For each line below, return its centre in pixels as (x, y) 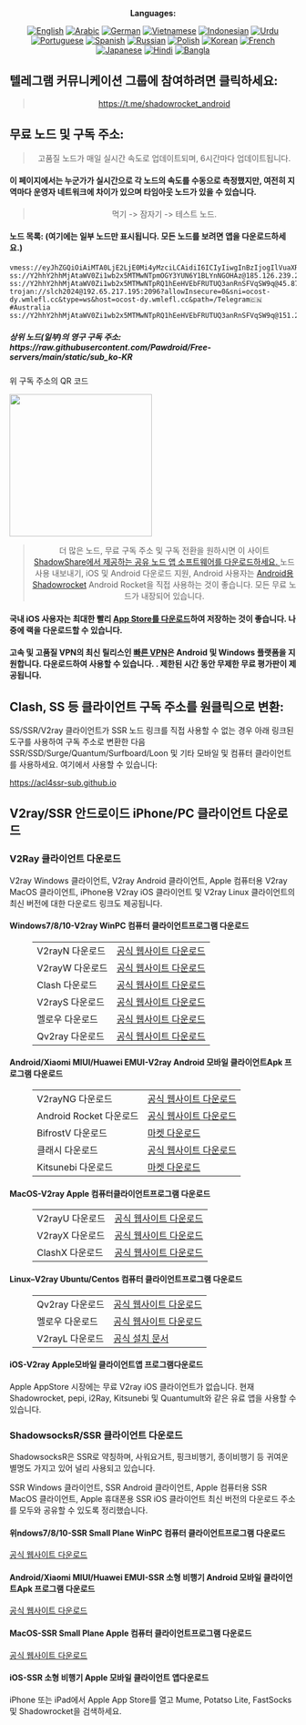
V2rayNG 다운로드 (75, 1099)
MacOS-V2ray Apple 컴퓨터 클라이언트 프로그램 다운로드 (110, 1193)
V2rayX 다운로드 (71, 1236)
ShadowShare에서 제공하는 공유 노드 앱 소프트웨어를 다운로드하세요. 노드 (164, 562)
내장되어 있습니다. (173, 596)
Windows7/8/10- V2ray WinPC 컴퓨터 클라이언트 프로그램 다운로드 (129, 926)
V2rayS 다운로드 (71, 1002)
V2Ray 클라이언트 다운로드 (65, 859)
